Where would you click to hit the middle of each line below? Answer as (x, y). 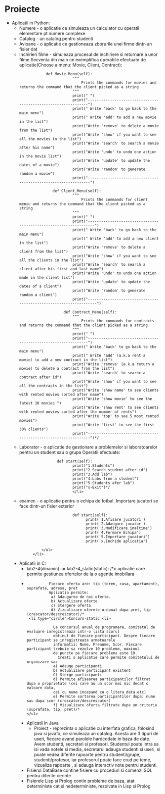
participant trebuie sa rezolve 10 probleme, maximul (83, 649)
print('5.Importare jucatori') (118, 537)
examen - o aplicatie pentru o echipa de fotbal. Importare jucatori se (89, 500)
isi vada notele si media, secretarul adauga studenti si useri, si (97, 749)
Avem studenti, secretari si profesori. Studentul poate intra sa (96, 744)
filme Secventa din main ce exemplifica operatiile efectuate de (82, 59)
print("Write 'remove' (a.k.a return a (113, 364)
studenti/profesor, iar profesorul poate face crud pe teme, (93, 760)
